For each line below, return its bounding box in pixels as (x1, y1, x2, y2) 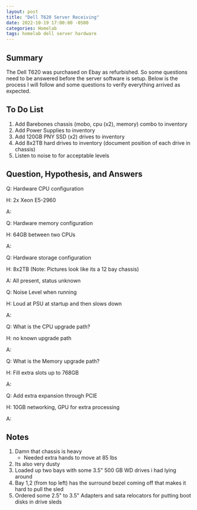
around (14, 473, 33, 480)
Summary (6, 53, 43, 63)
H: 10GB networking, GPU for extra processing (6, 403, 120, 410)
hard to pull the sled (14, 486, 64, 493)
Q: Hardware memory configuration (6, 219, 93, 226)
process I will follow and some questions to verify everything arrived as (6, 81, 181, 88)
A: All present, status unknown (6, 277, 81, 284)
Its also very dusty (14, 461, 61, 468)
